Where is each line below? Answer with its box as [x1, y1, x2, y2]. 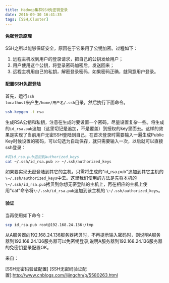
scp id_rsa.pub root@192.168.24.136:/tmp [5, 222, 94, 227]
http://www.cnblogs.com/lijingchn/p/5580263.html [12, 272, 118, 278]
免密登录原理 [5, 33, 32, 39]
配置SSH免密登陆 [5, 81, 41, 87]
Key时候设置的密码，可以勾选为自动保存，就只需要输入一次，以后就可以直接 [5, 138, 163, 144]
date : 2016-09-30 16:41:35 [5, 12, 62, 17]
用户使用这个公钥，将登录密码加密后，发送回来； [12, 62, 115, 68]
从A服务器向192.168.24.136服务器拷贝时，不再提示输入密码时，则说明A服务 [5, 232, 161, 238]
